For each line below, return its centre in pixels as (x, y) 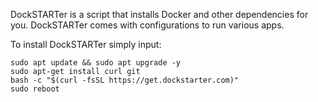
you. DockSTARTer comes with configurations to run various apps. (147, 25)
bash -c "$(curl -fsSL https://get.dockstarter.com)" (125, 80)
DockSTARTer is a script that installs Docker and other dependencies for (159, 14)
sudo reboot (35, 89)
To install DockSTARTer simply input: (86, 44)
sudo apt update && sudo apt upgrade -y (96, 63)
